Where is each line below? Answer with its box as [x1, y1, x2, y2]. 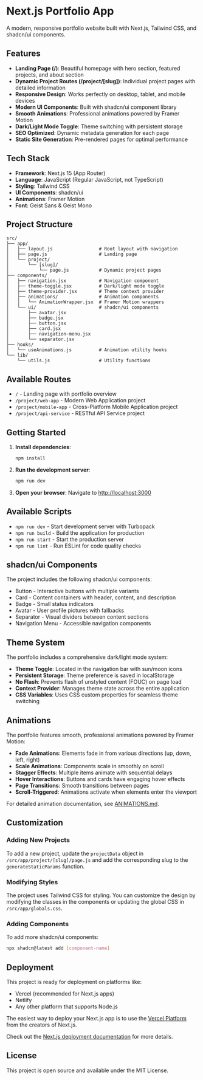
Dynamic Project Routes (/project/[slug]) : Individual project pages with [15, 77, 196, 84]
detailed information [15, 84, 66, 91]
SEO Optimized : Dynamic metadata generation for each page [15, 129, 170, 136]
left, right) [15, 756, 40, 763]
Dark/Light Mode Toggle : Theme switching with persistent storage [15, 123, 184, 130]
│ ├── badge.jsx [6, 315, 64, 322]
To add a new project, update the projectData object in [6, 850, 144, 857]
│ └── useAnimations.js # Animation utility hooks [6, 347, 167, 353]
